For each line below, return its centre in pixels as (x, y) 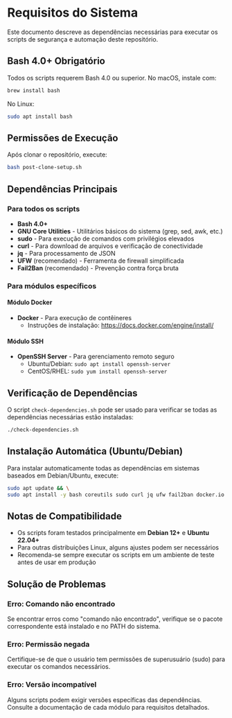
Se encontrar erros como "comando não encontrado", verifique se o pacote (115, 619)
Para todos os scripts (44, 209)
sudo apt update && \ (38, 488)
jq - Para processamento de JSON (66, 253)
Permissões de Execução (63, 138)
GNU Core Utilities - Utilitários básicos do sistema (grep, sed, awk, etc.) (120, 231)
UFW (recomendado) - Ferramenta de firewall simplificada (101, 261)
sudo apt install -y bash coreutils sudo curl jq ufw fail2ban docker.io (116, 494)
